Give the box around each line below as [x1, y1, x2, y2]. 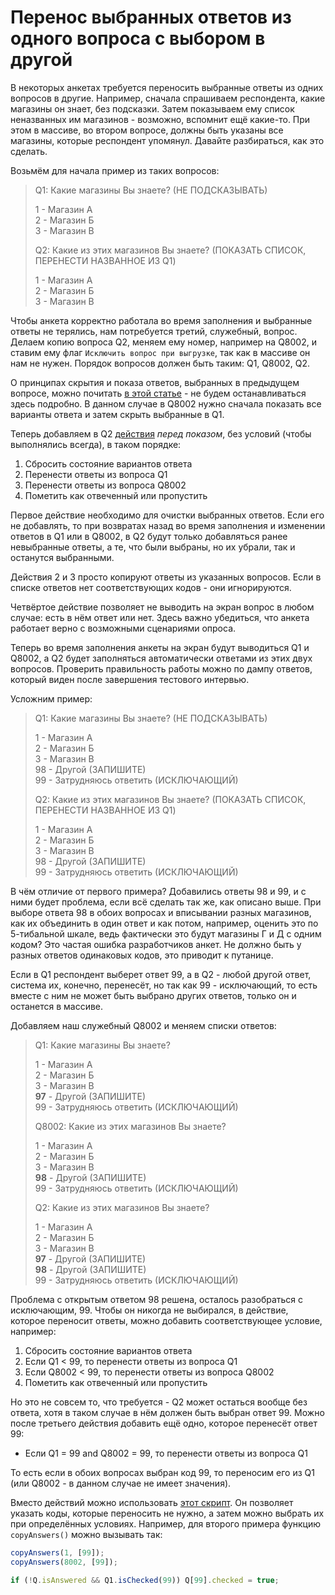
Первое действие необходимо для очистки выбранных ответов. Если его [10, 509, 325, 521]
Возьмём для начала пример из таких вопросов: [10, 164, 220, 176]
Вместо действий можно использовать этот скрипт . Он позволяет [10, 1496, 294, 1508]
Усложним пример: [10, 692, 93, 705]
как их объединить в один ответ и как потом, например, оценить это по [10, 917, 319, 929]
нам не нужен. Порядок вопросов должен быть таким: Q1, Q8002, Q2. [10, 357, 311, 369]
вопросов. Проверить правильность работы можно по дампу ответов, [10, 662, 313, 675]
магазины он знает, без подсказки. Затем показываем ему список [10, 102, 295, 115]
